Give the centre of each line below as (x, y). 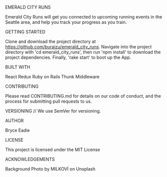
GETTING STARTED (25, 32)
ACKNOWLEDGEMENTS (30, 159)
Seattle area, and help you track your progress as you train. (66, 22)
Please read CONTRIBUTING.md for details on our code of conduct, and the (83, 96)
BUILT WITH (18, 67)
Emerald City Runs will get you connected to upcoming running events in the (84, 17)
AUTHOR (14, 121)
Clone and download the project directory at (51, 41)
